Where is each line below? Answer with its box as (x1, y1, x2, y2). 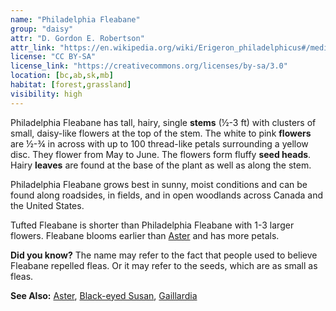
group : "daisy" (10, 24, 74, 34)
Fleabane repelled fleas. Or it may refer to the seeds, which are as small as (10, 259, 318, 271)
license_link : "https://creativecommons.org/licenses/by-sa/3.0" (10, 61, 288, 71)
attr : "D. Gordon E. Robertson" (10, 33, 145, 43)
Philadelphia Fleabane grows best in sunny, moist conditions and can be (10, 178, 308, 190)
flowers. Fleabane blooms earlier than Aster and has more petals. (10, 229, 280, 241)
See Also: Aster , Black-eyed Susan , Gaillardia (10, 289, 198, 301)
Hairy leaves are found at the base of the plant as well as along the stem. (10, 159, 312, 171)
